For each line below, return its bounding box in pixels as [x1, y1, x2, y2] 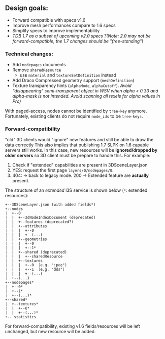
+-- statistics [5, 315, 36, 320]
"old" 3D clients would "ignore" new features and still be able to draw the [5, 137, 154, 143]
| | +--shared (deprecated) [5, 250, 67, 255]
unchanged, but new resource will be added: [5, 329, 96, 335]
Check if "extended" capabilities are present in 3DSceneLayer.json [12, 162, 148, 168]
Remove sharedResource [12, 67, 62, 73]
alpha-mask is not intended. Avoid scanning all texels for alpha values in [12, 93, 160, 99]
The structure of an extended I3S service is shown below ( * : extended [5, 187, 148, 193]
